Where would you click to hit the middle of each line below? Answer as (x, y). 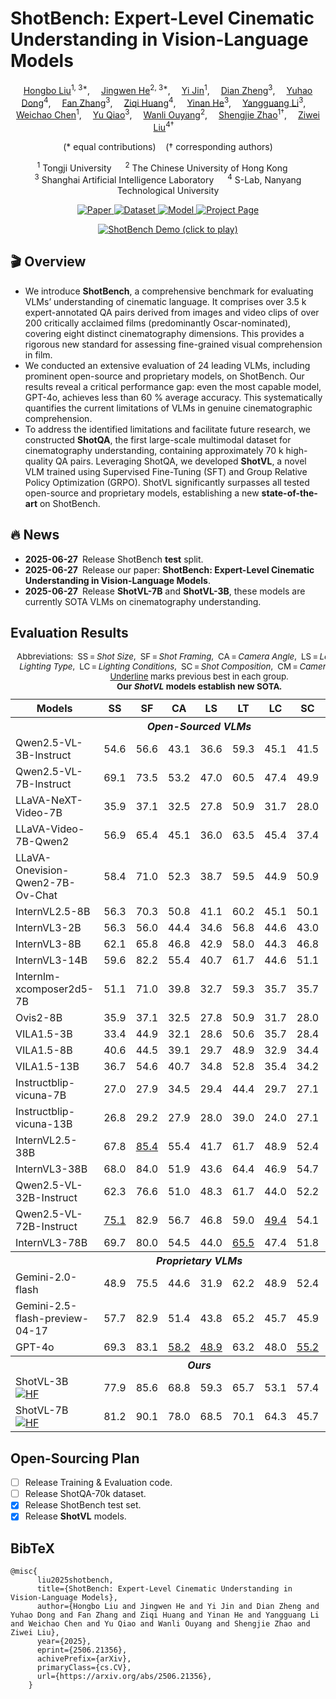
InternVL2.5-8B (53, 912)
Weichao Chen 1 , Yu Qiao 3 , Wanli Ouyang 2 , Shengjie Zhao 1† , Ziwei (168, 114)
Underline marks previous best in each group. (199, 676)
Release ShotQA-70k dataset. (85, 1494)
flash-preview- (52, 1319)
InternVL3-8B (48, 944)
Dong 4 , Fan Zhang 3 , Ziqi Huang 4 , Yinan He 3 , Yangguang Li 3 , (164, 102)
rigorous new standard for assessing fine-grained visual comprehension (173, 344)
